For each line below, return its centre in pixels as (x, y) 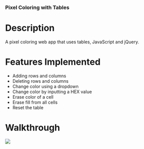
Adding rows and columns (39, 76)
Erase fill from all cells (35, 102)
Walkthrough (33, 127)
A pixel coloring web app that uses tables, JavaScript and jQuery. (72, 42)
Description (30, 28)
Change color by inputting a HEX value (52, 92)
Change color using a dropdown (45, 86)
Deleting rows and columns (40, 81)
